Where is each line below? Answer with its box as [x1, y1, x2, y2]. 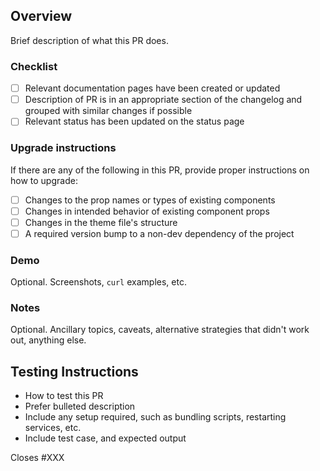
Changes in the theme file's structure [24, 216, 178, 228]
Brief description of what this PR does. [10, 34, 169, 46]
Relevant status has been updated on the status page [24, 115, 245, 128]
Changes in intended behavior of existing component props [24, 205, 270, 217]
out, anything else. [10, 334, 87, 346]
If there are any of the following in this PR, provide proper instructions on [10, 164, 310, 176]
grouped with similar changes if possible [24, 105, 193, 117]
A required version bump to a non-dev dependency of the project [24, 227, 295, 239]
